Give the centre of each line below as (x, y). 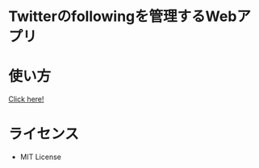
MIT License (41, 157)
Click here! (26, 99)
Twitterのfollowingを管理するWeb (123, 16)
